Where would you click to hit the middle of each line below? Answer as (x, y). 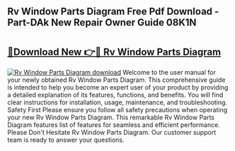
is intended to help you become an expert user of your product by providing (118, 87)
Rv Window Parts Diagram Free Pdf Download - (113, 12)
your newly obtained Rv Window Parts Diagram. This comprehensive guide (116, 80)
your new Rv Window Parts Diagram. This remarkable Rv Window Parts (111, 117)
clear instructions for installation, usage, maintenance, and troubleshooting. (117, 102)
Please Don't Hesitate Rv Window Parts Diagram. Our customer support (112, 132)
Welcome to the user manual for (169, 72)
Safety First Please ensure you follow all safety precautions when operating (117, 110)
